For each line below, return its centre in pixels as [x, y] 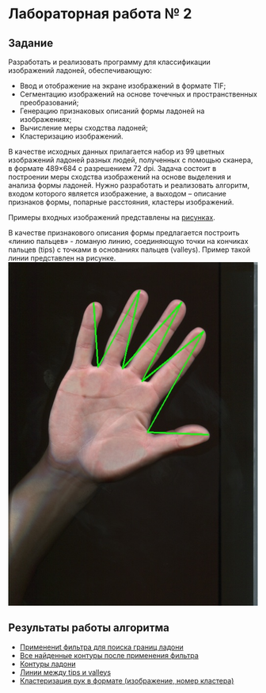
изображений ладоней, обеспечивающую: [80, 70]
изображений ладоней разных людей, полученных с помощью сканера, [131, 160]
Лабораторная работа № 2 [100, 14]
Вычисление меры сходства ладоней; [84, 128]
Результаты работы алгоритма [89, 628]
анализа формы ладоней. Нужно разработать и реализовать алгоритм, [129, 185]
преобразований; [49, 103]
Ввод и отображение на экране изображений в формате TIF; [123, 86]
